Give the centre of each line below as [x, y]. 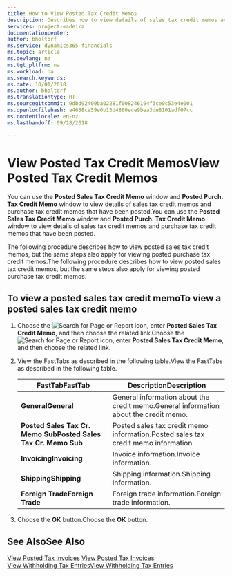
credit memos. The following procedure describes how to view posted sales [114, 262]
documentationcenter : [38, 33]
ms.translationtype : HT [41, 97]
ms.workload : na [30, 71]
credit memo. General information [166, 406]
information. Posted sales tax [158, 434]
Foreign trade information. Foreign [167, 494]
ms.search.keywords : [37, 78]
